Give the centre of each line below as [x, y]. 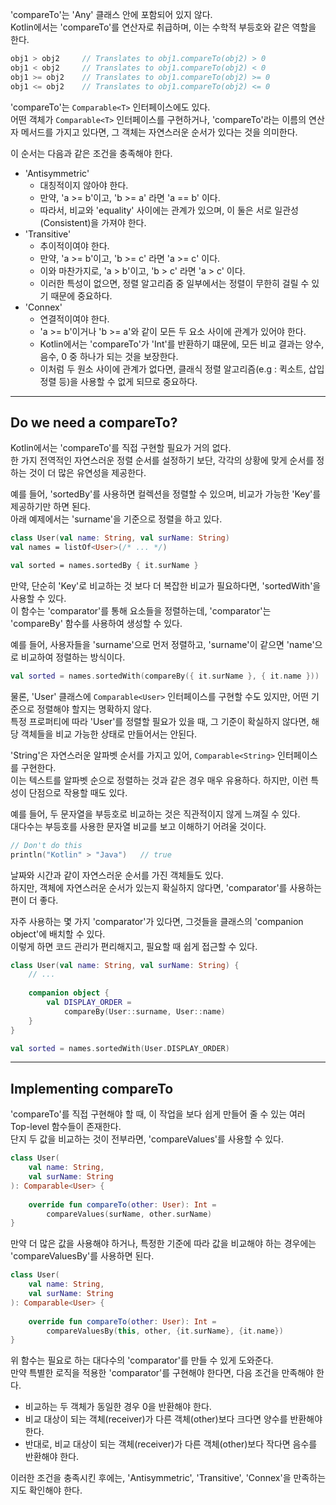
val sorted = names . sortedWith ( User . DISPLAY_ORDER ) [120, 1048]
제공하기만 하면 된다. [50, 507]
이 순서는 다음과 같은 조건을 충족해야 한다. [91, 153]
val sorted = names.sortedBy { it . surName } [104, 566]
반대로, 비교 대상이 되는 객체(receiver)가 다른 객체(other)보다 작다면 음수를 [171, 1444]
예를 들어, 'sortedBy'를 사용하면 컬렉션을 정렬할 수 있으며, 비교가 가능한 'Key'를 [166, 494]
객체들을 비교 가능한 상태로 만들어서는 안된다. [109, 734]
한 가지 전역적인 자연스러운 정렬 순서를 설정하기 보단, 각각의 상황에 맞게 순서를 [162, 460]
